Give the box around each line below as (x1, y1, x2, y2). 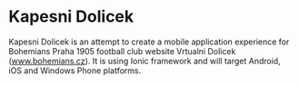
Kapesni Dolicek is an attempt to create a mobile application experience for (8, 36, 290, 47)
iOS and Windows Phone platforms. (8, 65, 142, 76)
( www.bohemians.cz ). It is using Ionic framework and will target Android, (8, 55, 281, 66)
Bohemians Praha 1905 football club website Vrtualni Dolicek (8, 45, 236, 56)
